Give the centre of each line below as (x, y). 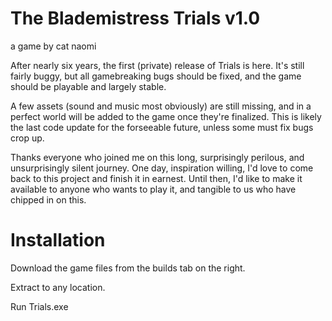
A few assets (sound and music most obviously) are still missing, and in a (161, 106)
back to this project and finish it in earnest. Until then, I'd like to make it (156, 178)
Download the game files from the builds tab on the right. (128, 268)
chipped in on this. (48, 199)
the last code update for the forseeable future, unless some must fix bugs (162, 127)
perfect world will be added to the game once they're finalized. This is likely (166, 116)
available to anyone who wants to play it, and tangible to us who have (153, 189)
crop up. (27, 138)
